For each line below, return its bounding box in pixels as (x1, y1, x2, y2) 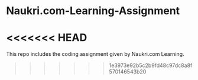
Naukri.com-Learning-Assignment (6, 4, 180, 18)
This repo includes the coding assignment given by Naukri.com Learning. (6, 51, 184, 58)
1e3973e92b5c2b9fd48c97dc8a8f (109, 62, 193, 69)
